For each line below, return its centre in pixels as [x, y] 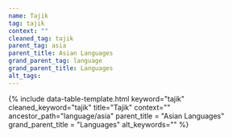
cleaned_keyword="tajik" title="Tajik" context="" [89, 107]
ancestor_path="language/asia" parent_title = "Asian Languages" [116, 116]
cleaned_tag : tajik [41, 38]
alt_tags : [25, 76]
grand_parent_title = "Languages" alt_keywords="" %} [99, 124]
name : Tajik [28, 16]
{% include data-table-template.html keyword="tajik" [97, 98]
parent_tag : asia [37, 46]
